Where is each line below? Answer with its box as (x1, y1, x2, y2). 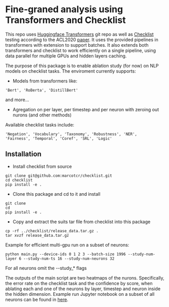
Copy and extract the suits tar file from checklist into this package (12, 219, 151, 225)
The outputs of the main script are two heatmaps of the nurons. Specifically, (5, 274, 165, 281)
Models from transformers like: (12, 78, 78, 84)
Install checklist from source (12, 163, 72, 169)
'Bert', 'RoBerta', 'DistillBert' (5, 87, 79, 93)
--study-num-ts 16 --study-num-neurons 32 (23, 256, 115, 261)
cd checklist (5, 177, 33, 182)
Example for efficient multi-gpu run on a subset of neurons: (5, 241, 129, 248)
